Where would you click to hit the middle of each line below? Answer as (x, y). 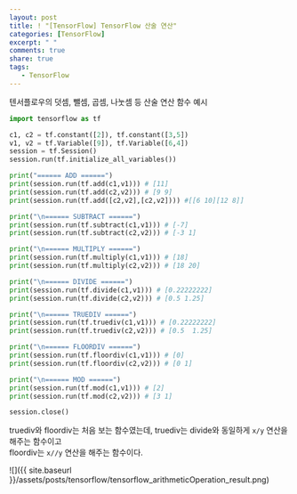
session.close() (39, 412)
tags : (19, 68)
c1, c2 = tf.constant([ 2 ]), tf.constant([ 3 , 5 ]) (99, 134)
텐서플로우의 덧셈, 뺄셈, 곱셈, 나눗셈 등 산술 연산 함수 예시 (108, 101)
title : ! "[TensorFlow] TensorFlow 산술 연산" (93, 26)
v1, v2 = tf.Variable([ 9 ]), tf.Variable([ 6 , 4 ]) (99, 143)
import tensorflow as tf (55, 118)
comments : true (37, 51)
